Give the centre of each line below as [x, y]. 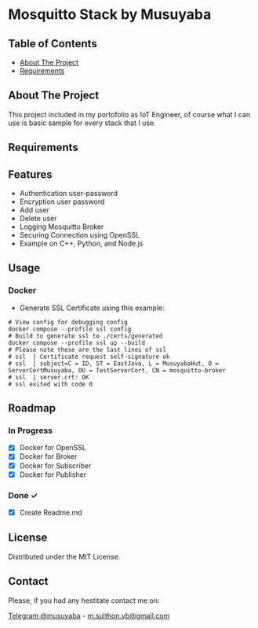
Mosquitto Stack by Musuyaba [110, 15]
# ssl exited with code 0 [50, 384]
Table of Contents [53, 44]
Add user [34, 210]
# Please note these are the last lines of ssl [87, 349]
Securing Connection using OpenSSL [80, 235]
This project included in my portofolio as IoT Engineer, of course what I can [129, 114]
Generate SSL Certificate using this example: [92, 308]
